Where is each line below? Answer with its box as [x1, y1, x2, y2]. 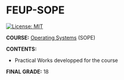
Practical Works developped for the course [14, 57, 118, 64]
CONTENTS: [6, 45, 37, 53]
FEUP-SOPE [6, 4, 65, 17]
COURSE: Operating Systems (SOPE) [6, 34, 95, 41]
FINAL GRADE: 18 [6, 68, 49, 75]
